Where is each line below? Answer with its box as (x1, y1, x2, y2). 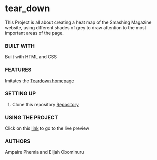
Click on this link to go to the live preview (5, 125, 90, 131)
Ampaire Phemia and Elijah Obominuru (5, 149, 84, 155)
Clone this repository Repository (12, 101, 79, 107)
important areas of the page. (5, 30, 64, 36)
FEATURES (5, 66, 32, 73)
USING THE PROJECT (5, 114, 58, 121)
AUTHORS (5, 138, 31, 145)
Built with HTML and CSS (5, 54, 57, 60)
